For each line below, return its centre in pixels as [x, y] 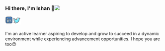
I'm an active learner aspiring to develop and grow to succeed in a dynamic [82, 34]
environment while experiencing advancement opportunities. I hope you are [83, 39]
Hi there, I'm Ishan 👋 [30, 8]
